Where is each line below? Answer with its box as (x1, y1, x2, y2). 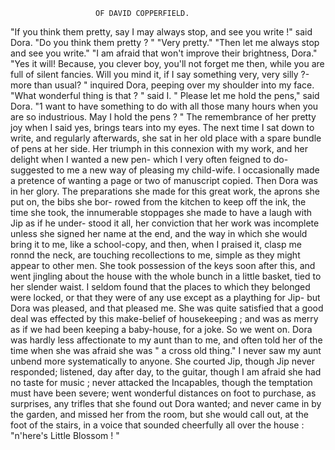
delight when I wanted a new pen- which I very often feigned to (10, 154, 272, 165)
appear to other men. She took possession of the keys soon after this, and (10, 260, 316, 271)
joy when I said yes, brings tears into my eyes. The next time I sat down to (10, 122, 315, 133)
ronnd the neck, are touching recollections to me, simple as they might (10, 249, 301, 261)
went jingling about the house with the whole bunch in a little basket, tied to (10, 270, 322, 282)
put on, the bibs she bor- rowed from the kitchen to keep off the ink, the (10, 196, 307, 208)
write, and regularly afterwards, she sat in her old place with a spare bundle (10, 132, 322, 144)
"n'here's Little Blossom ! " (10, 430, 120, 441)
